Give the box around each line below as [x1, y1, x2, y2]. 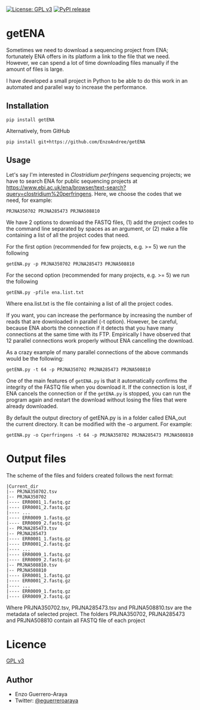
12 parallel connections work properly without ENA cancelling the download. [6, 337, 194, 344]
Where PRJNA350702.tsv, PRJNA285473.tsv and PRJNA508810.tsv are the [6, 604, 192, 611]
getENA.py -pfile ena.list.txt [6, 289, 84, 295]
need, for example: [6, 197, 53, 204]
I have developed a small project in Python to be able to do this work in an [6, 77, 188, 84]
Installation [6, 101, 49, 111]
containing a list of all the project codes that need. [6, 231, 130, 238]
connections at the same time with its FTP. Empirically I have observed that [6, 330, 191, 338]
